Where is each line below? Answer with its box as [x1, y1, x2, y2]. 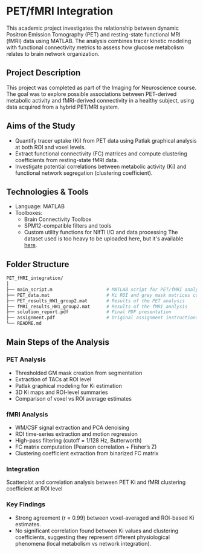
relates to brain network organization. [6, 50, 100, 57]
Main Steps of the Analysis [6, 337, 110, 347]
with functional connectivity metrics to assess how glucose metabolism [6, 44, 184, 51]
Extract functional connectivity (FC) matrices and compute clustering [14, 150, 187, 157]
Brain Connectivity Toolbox [24, 215, 92, 223]
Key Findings [6, 500, 45, 509]
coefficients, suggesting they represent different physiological [14, 533, 170, 541]
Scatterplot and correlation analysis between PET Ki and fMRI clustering [6, 478, 186, 486]
